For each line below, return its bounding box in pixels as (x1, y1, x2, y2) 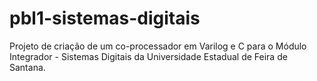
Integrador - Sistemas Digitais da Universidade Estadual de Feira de (9, 50, 288, 62)
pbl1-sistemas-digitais (9, 7, 201, 30)
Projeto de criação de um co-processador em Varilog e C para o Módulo (9, 40, 307, 52)
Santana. (9, 61, 46, 73)
